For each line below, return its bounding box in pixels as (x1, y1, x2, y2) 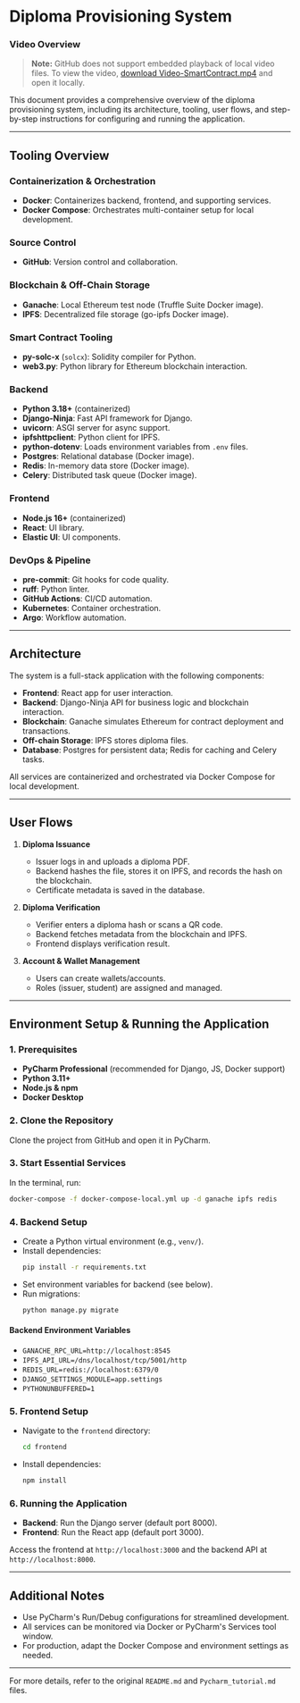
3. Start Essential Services (9, 1157, 127, 1170)
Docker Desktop (21, 1092, 84, 1103)
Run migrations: (21, 1288, 80, 1299)
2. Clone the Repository (9, 1114, 114, 1127)
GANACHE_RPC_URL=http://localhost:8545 (21, 1346, 171, 1355)
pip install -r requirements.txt (21, 1263, 147, 1272)
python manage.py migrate (21, 1305, 119, 1314)
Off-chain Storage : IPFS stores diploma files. (21, 734, 189, 745)
